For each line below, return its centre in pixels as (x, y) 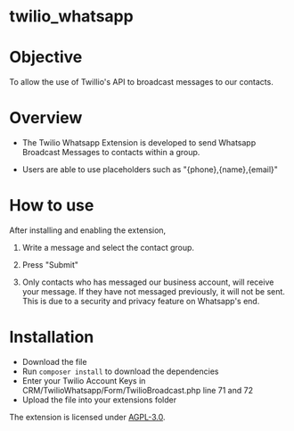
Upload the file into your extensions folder (99, 400)
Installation (52, 337)
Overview (46, 118)
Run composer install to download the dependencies (120, 371)
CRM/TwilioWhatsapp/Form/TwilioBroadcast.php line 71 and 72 (138, 390)
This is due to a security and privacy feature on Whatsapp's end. (141, 301)
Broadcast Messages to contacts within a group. (111, 153)
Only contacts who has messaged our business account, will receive (148, 282)
